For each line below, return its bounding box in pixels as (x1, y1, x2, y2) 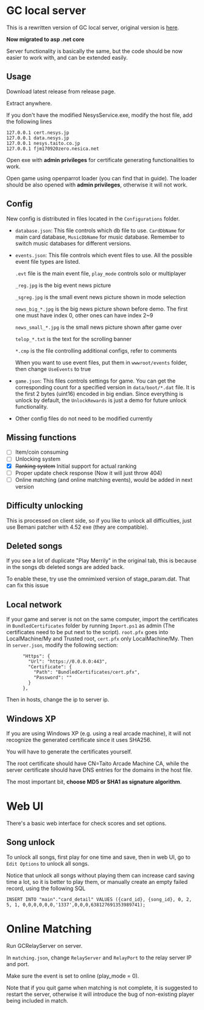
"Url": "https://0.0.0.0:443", (28, 659, 108, 665)
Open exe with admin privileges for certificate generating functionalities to (6, 156, 195, 163)
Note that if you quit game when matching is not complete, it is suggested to (6, 984, 198, 991)
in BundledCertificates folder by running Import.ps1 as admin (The (6, 622, 175, 629)
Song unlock (6, 837, 55, 847)
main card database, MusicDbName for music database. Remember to (15, 233, 185, 241)
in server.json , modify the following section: (6, 641, 118, 649)
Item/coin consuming (15, 448, 69, 456)
